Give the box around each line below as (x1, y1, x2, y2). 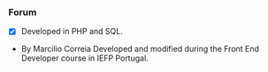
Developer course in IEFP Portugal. (20, 53, 149, 63)
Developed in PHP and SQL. (20, 26, 123, 37)
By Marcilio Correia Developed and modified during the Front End (20, 44, 260, 54)
